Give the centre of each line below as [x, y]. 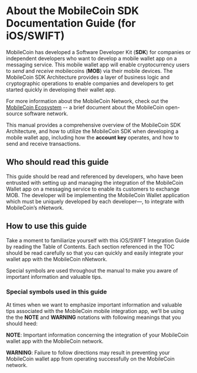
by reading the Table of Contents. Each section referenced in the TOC [90, 247]
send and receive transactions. [43, 144]
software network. [46, 114]
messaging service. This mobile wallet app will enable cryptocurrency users [98, 64]
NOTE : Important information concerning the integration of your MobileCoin [97, 335]
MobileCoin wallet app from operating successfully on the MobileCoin [90, 359]
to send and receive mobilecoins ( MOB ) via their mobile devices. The [89, 71]
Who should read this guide [57, 162]
